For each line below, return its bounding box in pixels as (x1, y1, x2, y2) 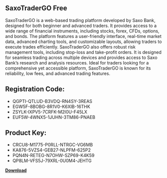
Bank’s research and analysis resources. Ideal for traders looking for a (5, 59, 149, 65)
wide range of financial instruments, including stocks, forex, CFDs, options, (5, 27, 160, 34)
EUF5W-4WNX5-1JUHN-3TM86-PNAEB (12, 114, 96, 120)
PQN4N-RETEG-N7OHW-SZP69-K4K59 (12, 152, 95, 158)
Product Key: (5, 128, 46, 137)
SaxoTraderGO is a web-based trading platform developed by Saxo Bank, (5, 17, 156, 23)
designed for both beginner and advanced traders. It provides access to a (5, 22, 157, 28)
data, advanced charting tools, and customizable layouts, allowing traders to (5, 38, 162, 44)
